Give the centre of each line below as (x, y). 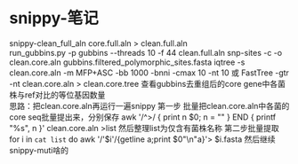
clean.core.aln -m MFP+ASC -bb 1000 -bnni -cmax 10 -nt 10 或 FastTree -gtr (149, 73)
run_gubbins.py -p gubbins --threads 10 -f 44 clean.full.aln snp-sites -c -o (146, 52)
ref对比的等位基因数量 (65, 95)
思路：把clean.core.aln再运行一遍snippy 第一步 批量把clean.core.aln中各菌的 (149, 105)
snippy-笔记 (54, 18)
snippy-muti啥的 (39, 150)
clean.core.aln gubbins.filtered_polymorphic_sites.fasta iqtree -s (127, 62)
